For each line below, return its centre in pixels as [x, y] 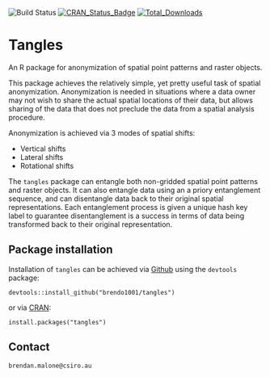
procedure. [27, 117]
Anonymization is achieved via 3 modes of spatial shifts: [102, 132]
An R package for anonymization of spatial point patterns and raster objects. [135, 67]
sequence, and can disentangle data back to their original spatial [116, 199]
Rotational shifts [47, 165]
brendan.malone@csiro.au [50, 366]
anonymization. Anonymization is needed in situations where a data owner [132, 91]
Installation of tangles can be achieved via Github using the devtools [122, 269]
